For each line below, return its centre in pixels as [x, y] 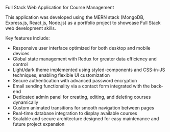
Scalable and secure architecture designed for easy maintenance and [86, 119]
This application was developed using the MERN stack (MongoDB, [75, 17]
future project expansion [39, 124]
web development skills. [31, 28]
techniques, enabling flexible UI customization [61, 75]
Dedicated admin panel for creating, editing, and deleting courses [82, 97]
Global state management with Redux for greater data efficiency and [84, 59]
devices [21, 53]
